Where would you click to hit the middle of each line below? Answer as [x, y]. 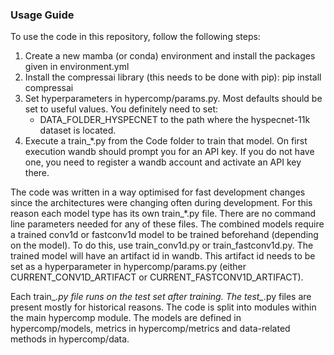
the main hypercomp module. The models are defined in [126, 318]
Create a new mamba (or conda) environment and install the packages [170, 56]
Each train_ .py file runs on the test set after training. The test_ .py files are [161, 297]
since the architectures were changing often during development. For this [161, 203]
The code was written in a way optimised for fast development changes [158, 192]
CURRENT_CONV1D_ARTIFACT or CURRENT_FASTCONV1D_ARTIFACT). [157, 277]
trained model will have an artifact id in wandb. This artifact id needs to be [163, 256]
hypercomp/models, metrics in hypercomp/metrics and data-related [150, 329]
